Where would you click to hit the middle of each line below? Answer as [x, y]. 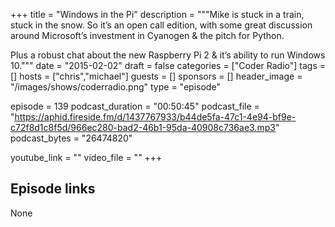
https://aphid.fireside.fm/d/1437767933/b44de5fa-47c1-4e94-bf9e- [155, 117]
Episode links [53, 189]
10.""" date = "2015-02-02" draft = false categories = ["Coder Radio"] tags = [168, 65]
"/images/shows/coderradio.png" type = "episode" [115, 87]
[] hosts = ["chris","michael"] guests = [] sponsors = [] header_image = [156, 76]
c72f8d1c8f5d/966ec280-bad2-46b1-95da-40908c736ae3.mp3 [143, 127]
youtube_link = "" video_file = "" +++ [86, 157]
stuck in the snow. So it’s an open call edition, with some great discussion [161, 25]
